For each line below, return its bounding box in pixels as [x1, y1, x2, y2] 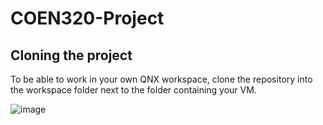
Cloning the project [10, 47, 133, 64]
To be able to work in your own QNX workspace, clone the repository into [10, 73, 313, 85]
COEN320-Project [10, 7, 165, 30]
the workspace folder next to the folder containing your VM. [10, 84, 257, 96]
